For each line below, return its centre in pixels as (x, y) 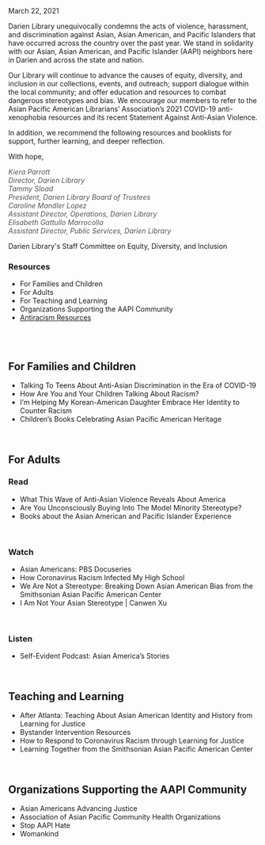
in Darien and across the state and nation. (76, 60)
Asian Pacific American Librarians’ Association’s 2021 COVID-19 (112, 109)
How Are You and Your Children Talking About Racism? (109, 394)
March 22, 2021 (34, 11)
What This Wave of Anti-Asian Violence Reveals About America (123, 499)
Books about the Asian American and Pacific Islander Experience (125, 516)
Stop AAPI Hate (45, 825)
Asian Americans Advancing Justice (78, 809)
